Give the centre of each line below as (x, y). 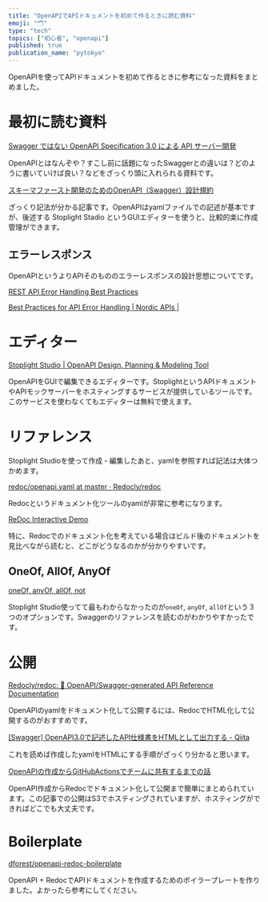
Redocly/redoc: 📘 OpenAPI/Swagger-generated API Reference (111, 686)
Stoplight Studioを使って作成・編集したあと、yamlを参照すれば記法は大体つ (133, 460)
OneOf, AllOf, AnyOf (59, 571)
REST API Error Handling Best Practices (73, 291)
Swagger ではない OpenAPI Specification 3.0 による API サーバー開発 (122, 146)
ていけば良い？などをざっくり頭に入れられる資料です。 (127, 172)
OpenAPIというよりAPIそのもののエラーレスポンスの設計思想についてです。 (133, 275)
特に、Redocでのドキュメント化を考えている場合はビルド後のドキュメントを (134, 536)
